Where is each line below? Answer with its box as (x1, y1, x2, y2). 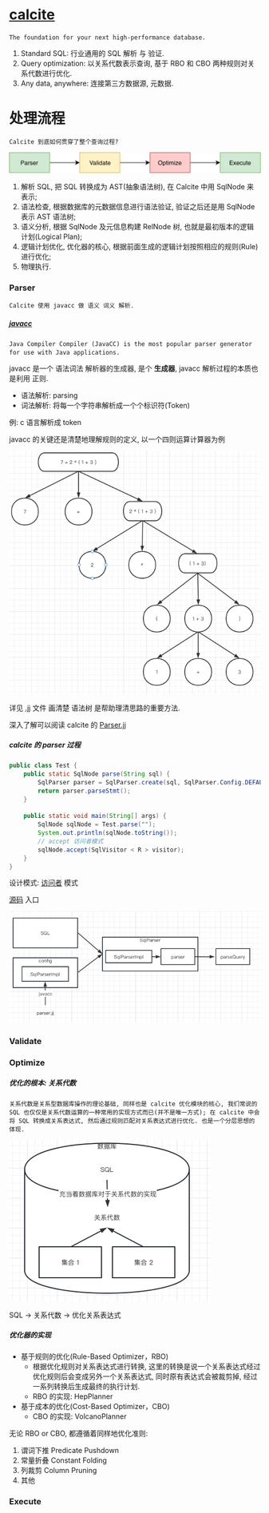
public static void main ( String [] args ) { (23, 812, 167, 820)
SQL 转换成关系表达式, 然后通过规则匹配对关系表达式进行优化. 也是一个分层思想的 (18, 1117, 255, 1126)
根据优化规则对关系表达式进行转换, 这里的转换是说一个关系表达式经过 (32, 1362, 261, 1372)
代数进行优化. (27, 68, 73, 77)
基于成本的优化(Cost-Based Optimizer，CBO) (20, 1402, 170, 1412)
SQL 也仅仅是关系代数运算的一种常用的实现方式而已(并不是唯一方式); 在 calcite (9, 1109, 245, 1117)
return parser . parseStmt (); (38, 787, 131, 795)
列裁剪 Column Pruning (20, 1466, 97, 1475)
